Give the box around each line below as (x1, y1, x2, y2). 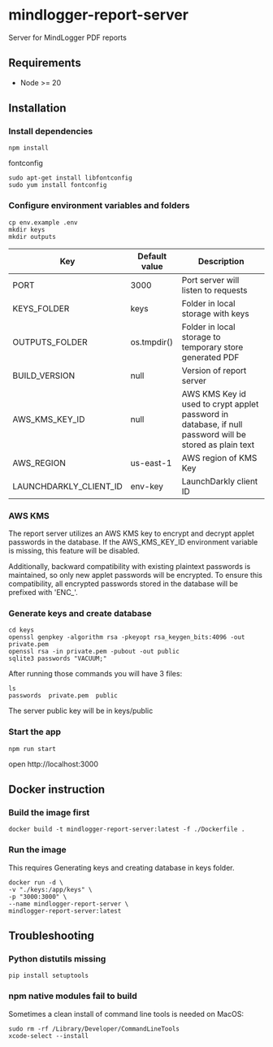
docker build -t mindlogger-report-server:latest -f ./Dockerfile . (8, 825, 245, 834)
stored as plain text (181, 439, 254, 450)
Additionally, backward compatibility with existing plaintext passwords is (8, 562, 251, 571)
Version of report (181, 364, 247, 376)
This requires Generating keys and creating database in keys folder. (8, 862, 235, 872)
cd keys (8, 626, 35, 635)
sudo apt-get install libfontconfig (8, 174, 132, 182)
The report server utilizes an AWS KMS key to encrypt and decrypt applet (8, 528, 254, 538)
